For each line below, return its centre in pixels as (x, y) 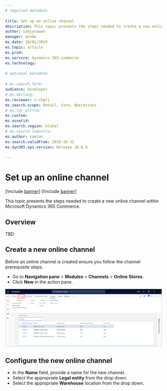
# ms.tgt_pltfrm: (23, 110)
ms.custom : (16, 116)
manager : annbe (21, 37)
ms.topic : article (24, 47)
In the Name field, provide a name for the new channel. (69, 373)
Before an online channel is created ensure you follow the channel (73, 261)
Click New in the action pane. (42, 282)
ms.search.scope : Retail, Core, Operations (51, 105)
